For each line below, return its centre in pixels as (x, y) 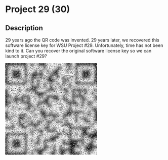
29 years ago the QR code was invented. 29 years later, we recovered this (82, 40)
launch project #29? (26, 56)
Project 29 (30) (38, 9)
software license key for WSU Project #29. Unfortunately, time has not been (84, 45)
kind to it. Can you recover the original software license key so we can (78, 51)
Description (24, 28)
